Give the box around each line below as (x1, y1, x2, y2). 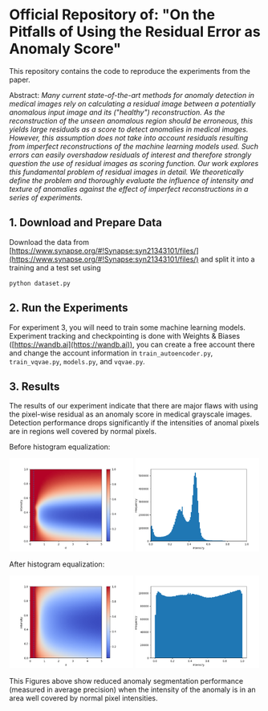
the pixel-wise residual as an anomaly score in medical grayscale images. (9, 409, 252, 419)
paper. (9, 75, 30, 84)
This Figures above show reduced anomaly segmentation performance (9, 676, 244, 685)
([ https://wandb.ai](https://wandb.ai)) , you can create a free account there (9, 339, 255, 349)
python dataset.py (9, 279, 71, 287)
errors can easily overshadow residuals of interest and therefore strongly (9, 150, 252, 160)
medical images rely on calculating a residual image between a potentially (9, 99, 256, 108)
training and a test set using (9, 262, 101, 272)
